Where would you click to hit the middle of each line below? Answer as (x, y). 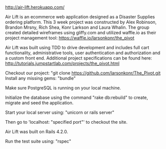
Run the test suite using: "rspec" (38, 141)
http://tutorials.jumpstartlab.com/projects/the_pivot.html (62, 63)
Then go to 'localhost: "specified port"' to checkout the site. (66, 122)
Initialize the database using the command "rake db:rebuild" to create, (77, 97)
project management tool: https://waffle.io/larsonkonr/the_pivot (70, 38)
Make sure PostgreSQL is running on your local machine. (63, 88)
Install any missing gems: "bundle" (40, 78)
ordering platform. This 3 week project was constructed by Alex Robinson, (81, 22)
